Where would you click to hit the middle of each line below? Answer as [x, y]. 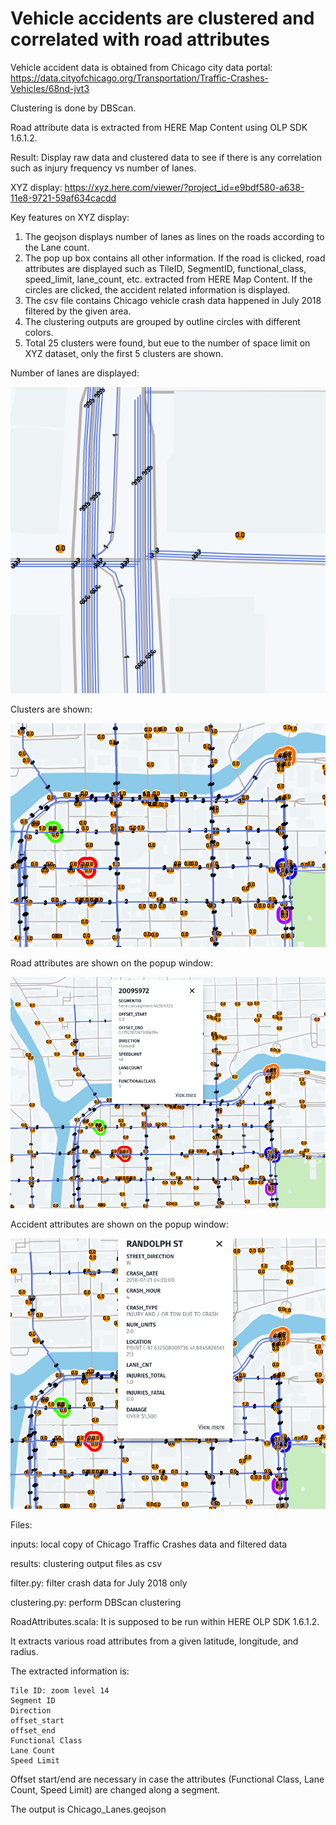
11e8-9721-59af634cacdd [63, 198]
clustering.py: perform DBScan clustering [96, 1602]
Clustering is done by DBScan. [73, 108]
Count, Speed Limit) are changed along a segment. [115, 1789]
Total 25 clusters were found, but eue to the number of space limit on [167, 343]
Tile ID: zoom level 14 [60, 1690]
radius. [24, 1651]
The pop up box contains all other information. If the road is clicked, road [175, 258]
